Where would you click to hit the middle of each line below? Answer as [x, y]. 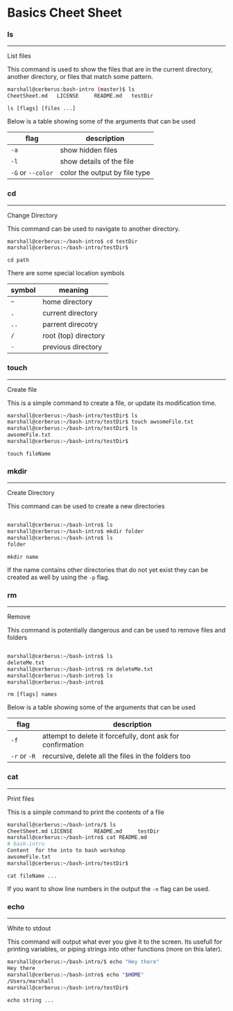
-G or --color [32, 173]
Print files [21, 798]
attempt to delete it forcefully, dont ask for [111, 736]
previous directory [72, 347]
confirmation [63, 745]
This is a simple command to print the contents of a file [86, 812]
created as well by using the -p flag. [58, 577]
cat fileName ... [32, 876]
